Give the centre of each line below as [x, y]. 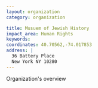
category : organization [36, 17]
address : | [20, 51]
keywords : [19, 40]
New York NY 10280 [35, 61]
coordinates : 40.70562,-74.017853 [49, 45]
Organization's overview [36, 78]
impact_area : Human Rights [40, 34]
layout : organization [33, 12]
